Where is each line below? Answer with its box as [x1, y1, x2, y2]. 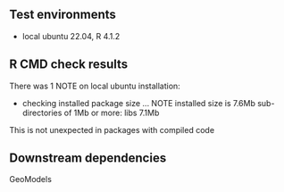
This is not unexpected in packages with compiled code [9, 124, 215, 135]
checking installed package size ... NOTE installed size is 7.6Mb [21, 97, 256, 108]
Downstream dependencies [9, 151, 167, 166]
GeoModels [9, 174, 52, 185]
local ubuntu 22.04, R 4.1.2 [21, 30, 121, 41]
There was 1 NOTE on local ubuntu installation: [9, 80, 180, 91]
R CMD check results [9, 57, 129, 72]
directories [21, 107, 63, 118]
